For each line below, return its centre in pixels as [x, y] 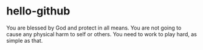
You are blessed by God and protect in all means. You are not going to [94, 28]
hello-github [38, 11]
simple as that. [25, 40]
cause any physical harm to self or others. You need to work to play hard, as [102, 34]
